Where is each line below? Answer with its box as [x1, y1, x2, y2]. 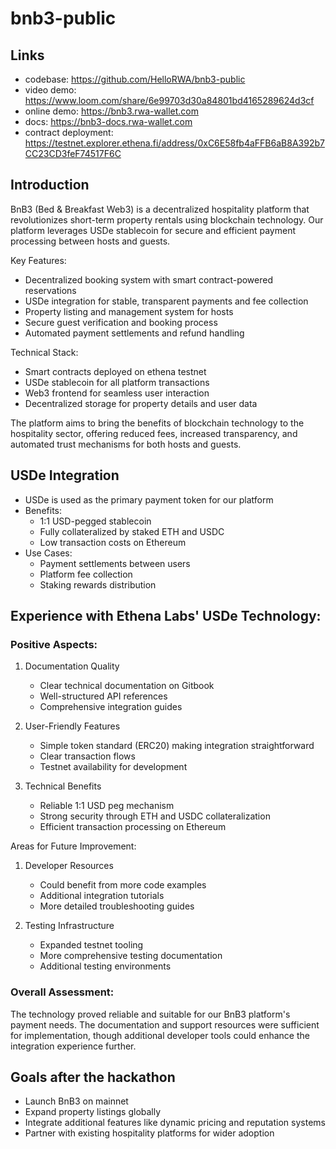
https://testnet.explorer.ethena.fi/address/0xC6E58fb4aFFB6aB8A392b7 [24, 137, 325, 149]
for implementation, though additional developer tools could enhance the [10, 1029, 310, 1041]
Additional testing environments [39, 960, 172, 972]
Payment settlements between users [39, 557, 191, 569]
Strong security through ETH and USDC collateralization [39, 810, 271, 822]
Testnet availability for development [39, 761, 188, 773]
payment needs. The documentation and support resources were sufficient [10, 1018, 320, 1031]
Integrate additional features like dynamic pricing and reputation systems [24, 1117, 326, 1129]
